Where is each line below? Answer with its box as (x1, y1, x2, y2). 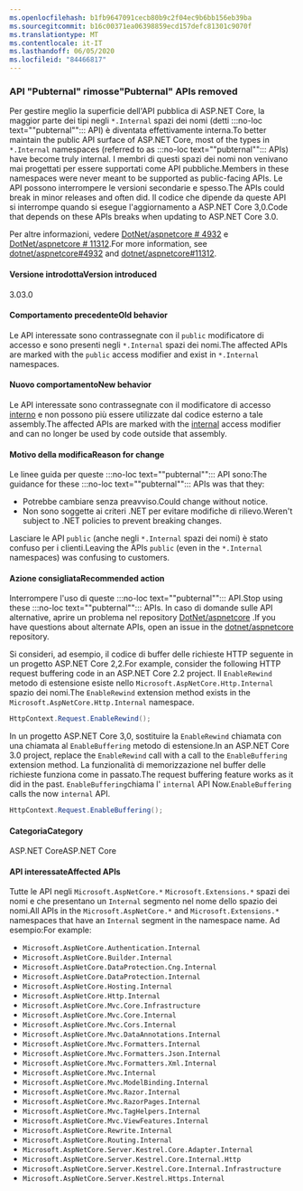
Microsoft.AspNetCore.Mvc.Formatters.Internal (22, 1040, 201, 1049)
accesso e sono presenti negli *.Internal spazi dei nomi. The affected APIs (9, 339, 289, 350)
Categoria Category (9, 825, 84, 837)
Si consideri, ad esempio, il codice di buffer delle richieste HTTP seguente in (9, 648, 294, 660)
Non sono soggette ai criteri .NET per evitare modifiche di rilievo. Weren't (22, 506, 293, 516)
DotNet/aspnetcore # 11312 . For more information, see (9, 239, 207, 250)
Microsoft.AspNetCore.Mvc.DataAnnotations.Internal (22, 1030, 221, 1040)
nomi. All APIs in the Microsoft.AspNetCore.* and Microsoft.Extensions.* (9, 905, 280, 916)
